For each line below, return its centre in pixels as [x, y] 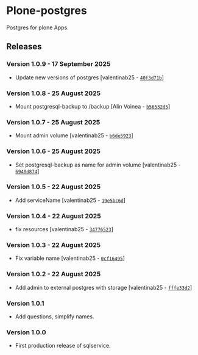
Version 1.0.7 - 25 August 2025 [53, 122]
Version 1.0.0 [26, 332]
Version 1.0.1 [25, 303]
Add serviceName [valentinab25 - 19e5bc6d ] [70, 200]
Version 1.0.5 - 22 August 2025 [54, 187]
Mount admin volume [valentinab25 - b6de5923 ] [74, 135]
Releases [24, 47]
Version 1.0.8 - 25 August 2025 [54, 93]
